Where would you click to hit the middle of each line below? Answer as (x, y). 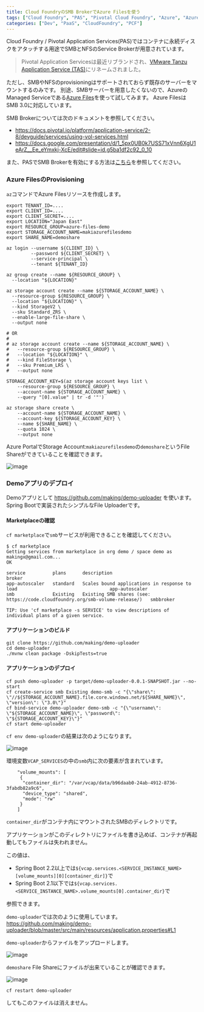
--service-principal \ (59, 259)
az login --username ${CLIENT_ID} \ (53, 248)
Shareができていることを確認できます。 (56, 454)
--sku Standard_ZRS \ (39, 312)
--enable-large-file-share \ (49, 317)
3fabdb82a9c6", (25, 788)
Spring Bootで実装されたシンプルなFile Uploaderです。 (75, 505)
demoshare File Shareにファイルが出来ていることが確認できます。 (87, 967)
